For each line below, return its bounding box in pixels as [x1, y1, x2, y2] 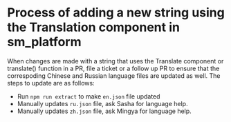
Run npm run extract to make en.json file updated [17, 92, 160, 101]
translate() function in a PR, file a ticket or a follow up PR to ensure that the [7, 64, 220, 72]
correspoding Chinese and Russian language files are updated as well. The [7, 71, 221, 80]
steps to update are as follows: [7, 79, 95, 87]
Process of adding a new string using [7, 5, 225, 21]
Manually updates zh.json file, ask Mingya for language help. [17, 107, 192, 115]
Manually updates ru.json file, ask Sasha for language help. [17, 99, 188, 108]
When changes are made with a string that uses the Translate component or [7, 57, 224, 65]
